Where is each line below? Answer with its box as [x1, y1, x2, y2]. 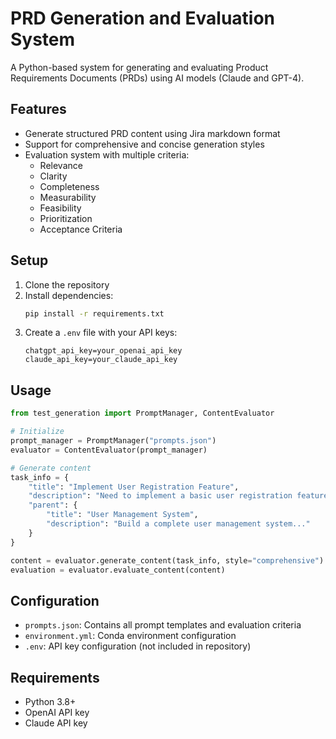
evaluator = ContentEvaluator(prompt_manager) [10, 445, 208, 455]
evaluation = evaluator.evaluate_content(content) [10, 565, 226, 575]
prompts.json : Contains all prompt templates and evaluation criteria [24, 619, 302, 631]
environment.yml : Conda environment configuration [24, 630, 237, 642]
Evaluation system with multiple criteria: [24, 148, 190, 161]
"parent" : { [28, 500, 78, 511]
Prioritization [39, 212, 93, 224]
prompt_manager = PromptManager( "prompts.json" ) [10, 436, 217, 446]
